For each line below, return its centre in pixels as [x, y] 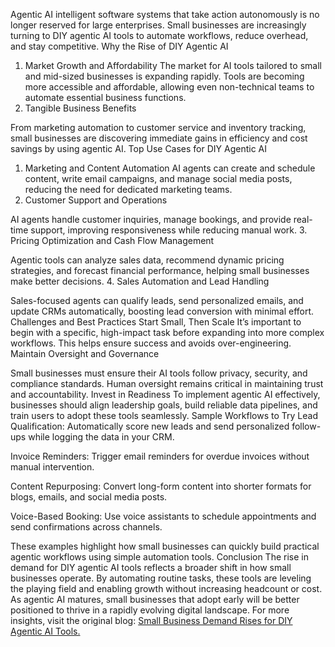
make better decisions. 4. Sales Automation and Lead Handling [140, 281]
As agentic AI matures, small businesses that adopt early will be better [155, 599]
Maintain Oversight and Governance [85, 353]
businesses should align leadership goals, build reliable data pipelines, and [164, 405]
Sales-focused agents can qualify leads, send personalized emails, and [157, 300]
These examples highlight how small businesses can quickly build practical [165, 546]
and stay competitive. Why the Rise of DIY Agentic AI [119, 46]
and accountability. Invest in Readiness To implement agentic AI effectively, [165, 394]
